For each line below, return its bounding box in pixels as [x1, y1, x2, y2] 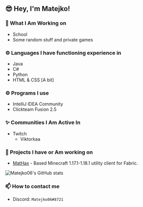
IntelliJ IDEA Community [12, 101, 63, 107]
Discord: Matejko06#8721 [12, 196, 63, 202]
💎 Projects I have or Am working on [5, 148, 93, 155]
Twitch [12, 131, 27, 137]
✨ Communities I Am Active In [5, 119, 81, 126]
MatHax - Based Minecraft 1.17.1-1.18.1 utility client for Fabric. [12, 160, 138, 166]
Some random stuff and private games [12, 36, 93, 43]
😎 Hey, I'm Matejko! [5, 5, 70, 13]
